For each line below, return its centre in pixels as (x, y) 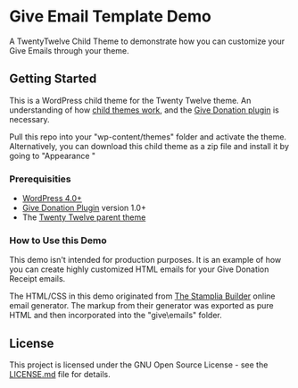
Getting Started (53, 79)
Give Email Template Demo (110, 17)
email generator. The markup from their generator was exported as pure (141, 306)
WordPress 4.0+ (52, 198)
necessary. (30, 119)
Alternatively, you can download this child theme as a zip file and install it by (149, 146)
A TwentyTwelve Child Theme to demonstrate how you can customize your (147, 41)
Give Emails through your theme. (69, 50)
